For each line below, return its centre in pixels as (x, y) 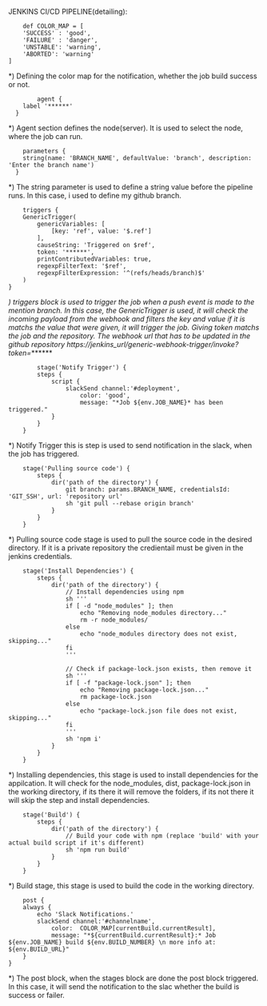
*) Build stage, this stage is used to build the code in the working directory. (131, 886)
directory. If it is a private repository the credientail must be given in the (126, 548)
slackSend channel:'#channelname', (96, 921)
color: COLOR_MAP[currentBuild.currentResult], (133, 928)
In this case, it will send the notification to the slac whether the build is (124, 986)
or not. (19, 84)
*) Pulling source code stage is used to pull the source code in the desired (130, 539)
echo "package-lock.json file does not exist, (159, 711)
